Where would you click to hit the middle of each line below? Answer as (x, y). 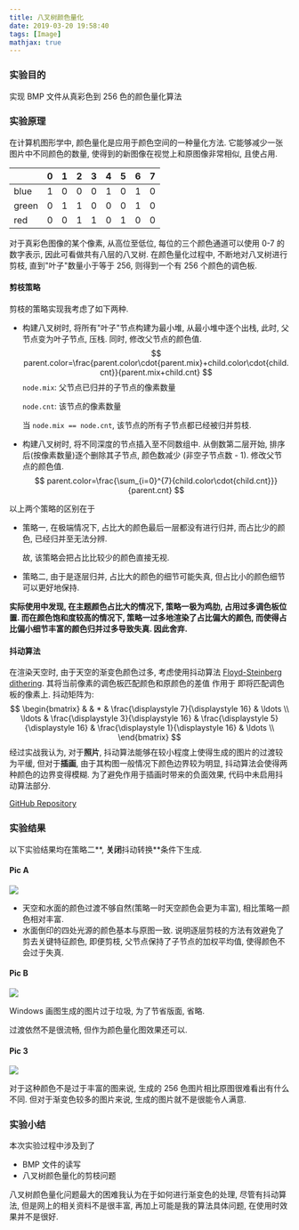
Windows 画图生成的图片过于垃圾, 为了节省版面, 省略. (107, 1010)
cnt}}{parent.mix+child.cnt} (150, 372)
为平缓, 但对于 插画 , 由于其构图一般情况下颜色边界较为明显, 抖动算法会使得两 (148, 764)
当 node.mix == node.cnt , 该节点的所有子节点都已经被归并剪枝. (137, 425)
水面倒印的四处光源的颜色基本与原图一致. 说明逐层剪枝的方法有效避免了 (153, 930)
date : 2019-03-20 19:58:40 (59, 26)
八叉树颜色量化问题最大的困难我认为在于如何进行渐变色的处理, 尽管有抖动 (144, 1194)
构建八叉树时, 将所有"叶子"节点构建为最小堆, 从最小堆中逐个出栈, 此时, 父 (155, 328)
